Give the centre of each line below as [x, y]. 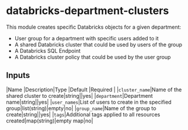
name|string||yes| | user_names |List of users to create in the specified [89, 102]
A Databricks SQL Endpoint [48, 50]
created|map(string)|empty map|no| [50, 121]
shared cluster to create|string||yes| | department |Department [80, 95]
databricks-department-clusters [88, 11]
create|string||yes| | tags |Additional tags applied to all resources [83, 114]
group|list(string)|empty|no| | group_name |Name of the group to [81, 108]
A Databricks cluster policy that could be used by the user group [93, 57]
